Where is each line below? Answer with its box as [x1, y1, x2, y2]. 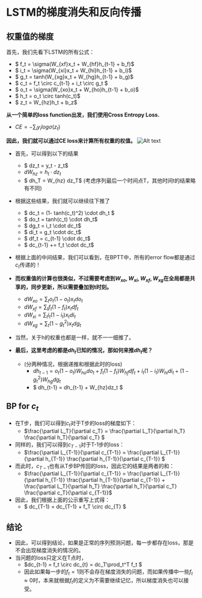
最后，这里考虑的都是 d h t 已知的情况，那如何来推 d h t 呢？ [14, 347, 153, 355]
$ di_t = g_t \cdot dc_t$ [23, 228, 82, 235]
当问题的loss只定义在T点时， [14, 554, 87, 561]
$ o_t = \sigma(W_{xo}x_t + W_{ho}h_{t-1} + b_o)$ [14, 86, 139, 93]
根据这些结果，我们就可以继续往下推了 [14, 197, 110, 205]
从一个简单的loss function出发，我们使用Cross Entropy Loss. [6, 111, 160, 118]
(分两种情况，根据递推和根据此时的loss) [23, 360, 123, 368]
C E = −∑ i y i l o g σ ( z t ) [14, 123, 61, 132]
